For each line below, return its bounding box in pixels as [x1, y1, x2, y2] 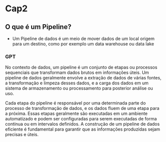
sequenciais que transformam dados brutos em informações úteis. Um [5, 70, 150, 75]
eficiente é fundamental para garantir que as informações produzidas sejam [5, 126, 160, 132]
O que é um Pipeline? [5, 23, 72, 31]
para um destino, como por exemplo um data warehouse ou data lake [12, 41, 155, 47]
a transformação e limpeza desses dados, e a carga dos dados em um [5, 80, 149, 86]
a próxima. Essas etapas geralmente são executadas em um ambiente [5, 110, 148, 116]
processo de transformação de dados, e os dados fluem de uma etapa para [5, 106, 160, 111]
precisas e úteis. [5, 132, 39, 138]
